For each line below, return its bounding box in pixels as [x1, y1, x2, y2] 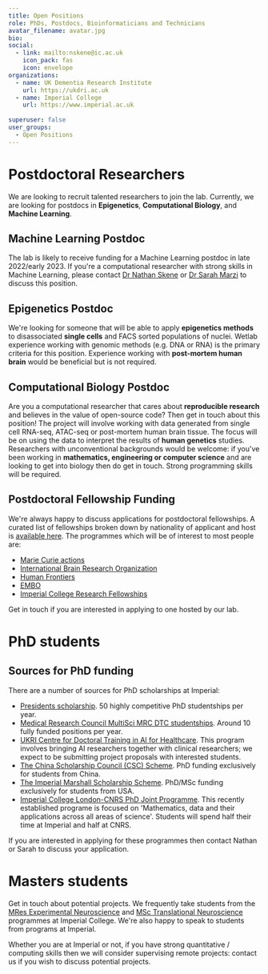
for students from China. [19, 769, 102, 779]
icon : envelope [22, 64, 74, 72]
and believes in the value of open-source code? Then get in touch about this [8, 410, 261, 419]
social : [8, 42, 34, 50]
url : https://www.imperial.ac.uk [22, 101, 134, 109]
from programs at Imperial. [8, 924, 97, 933]
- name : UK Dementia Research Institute [15, 78, 152, 86]
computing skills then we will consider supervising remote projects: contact [8, 948, 258, 957]
